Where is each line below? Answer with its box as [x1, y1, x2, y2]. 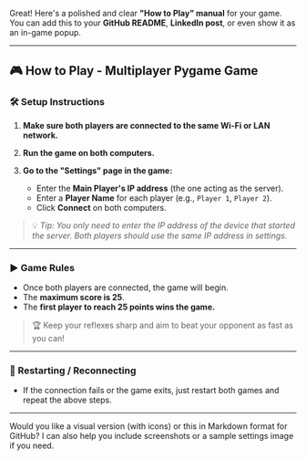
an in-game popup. [9, 27, 82, 37]
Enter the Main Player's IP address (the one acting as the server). [36, 183, 284, 193]
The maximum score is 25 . [22, 291, 125, 302]
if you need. [9, 440, 55, 451]
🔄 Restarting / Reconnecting [9, 364, 137, 377]
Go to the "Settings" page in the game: [22, 164, 173, 176]
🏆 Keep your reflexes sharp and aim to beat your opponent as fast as [31, 319, 294, 330]
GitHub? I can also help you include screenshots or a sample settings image [9, 431, 294, 442]
